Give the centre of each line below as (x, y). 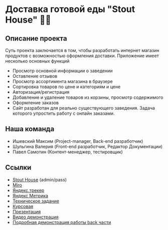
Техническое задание (36, 201)
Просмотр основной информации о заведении (62, 71)
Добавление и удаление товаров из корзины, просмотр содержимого (88, 97)
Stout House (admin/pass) (39, 179)
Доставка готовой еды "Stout (70, 9)
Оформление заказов (36, 103)
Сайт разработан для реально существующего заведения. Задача (84, 108)
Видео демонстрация (35, 217)
